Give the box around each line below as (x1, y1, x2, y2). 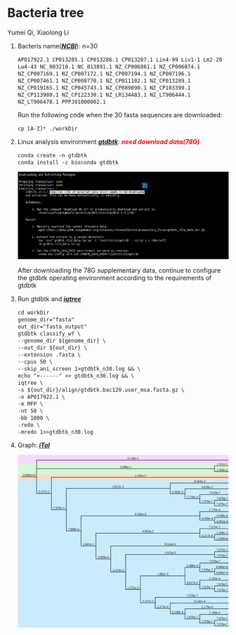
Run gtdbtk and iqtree (17, 295, 81, 303)
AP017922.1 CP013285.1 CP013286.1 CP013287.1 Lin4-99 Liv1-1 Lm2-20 (17, 56, 223, 63)
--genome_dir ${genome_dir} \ (17, 337, 107, 345)
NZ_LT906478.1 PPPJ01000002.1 (17, 98, 107, 105)
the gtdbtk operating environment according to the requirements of (17, 274, 212, 282)
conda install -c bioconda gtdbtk (17, 159, 119, 166)
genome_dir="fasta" (17, 316, 75, 324)
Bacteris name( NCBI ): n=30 (17, 41, 98, 50)
